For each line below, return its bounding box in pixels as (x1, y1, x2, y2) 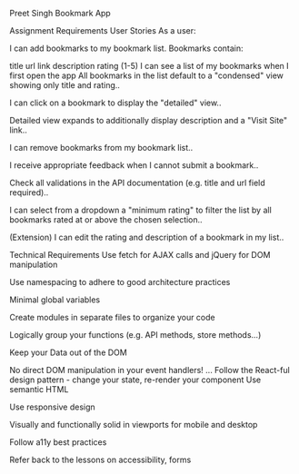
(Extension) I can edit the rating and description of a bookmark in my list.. (9, 232, 284, 242)
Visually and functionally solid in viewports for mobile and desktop (9, 420, 258, 430)
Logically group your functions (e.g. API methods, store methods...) (9, 330, 262, 340)
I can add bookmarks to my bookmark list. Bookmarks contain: (9, 43, 244, 54)
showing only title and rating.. (9, 80, 121, 90)
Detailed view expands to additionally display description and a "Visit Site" (9, 115, 288, 125)
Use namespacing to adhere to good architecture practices (9, 277, 231, 287)
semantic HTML (9, 384, 69, 394)
